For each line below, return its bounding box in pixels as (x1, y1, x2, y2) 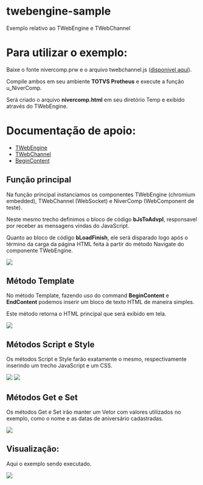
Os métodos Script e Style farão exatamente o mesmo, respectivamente (6, 355, 187, 363)
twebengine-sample (6, 4, 111, 18)
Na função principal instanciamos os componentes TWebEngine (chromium (6, 191, 196, 198)
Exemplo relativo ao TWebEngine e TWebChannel (6, 24, 131, 32)
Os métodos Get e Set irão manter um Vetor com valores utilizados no (6, 408, 181, 416)
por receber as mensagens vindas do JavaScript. (6, 222, 129, 229)
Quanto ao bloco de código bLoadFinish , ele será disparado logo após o (6, 233, 188, 241)
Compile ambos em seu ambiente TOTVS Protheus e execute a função (6, 77, 184, 85)
